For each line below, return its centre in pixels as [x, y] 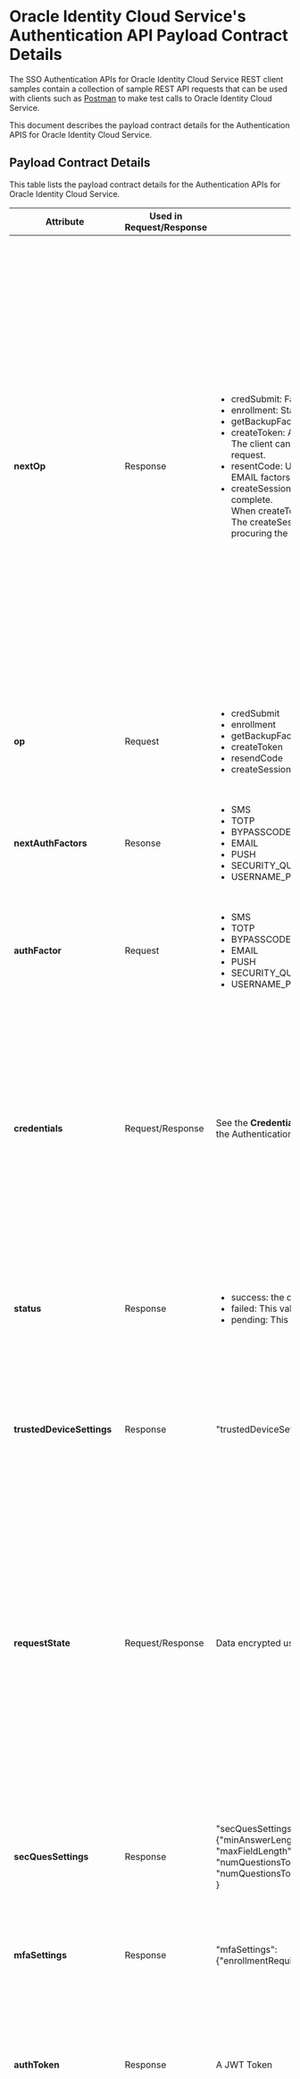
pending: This [259, 1319]
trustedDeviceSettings [63, 1429]
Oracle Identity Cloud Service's [128, 17]
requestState [42, 1642]
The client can [261, 443]
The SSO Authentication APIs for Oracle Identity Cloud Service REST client [146, 79]
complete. [252, 499]
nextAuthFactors [50, 843]
